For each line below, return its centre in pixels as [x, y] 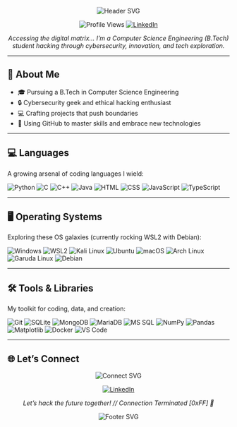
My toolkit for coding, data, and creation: [66, 309]
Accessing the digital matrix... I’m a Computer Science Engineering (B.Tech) [119, 38]
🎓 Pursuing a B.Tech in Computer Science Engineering [98, 92]
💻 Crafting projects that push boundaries [78, 113]
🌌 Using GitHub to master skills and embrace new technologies [109, 123]
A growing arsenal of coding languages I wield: [75, 174]
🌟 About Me [34, 74]
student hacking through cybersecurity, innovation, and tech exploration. [119, 46]
